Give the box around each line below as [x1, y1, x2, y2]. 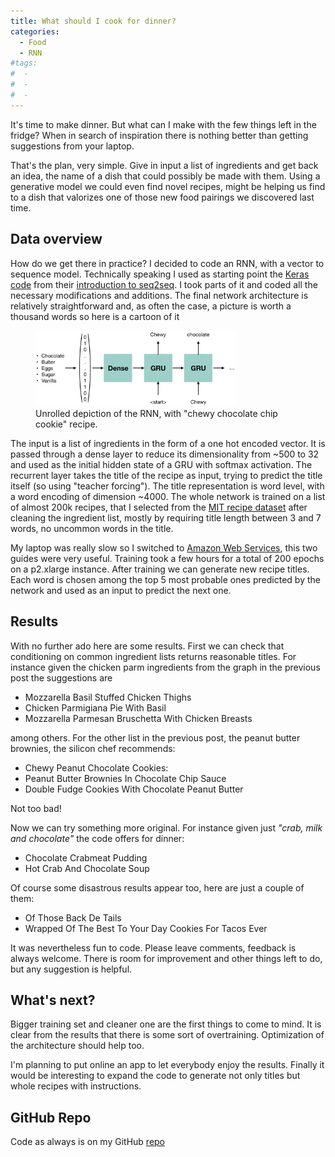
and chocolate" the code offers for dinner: [10, 832, 185, 844]
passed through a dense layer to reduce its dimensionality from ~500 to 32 [10, 448, 320, 460]
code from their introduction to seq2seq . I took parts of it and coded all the [10, 278, 318, 290]
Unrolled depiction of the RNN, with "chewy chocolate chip [35, 407, 278, 419]
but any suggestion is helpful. [10, 963, 133, 975]
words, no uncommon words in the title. [10, 522, 174, 534]
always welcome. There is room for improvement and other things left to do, [10, 952, 323, 964]
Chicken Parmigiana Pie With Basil [24, 701, 167, 714]
